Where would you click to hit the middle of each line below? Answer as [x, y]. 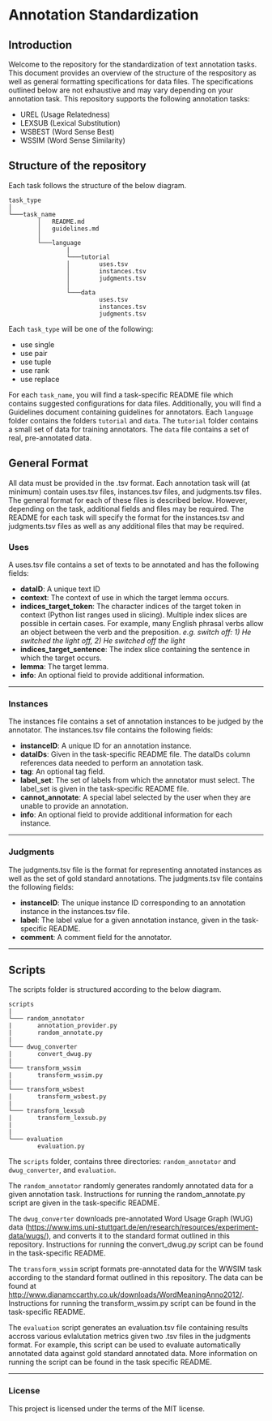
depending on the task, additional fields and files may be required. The [126, 509]
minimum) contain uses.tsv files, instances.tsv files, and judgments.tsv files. [135, 492]
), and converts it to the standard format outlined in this [138, 1236]
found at [22, 1286]
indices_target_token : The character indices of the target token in [130, 606]
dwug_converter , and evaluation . [62, 1170]
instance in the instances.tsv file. [75, 911]
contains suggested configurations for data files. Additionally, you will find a [135, 403]
